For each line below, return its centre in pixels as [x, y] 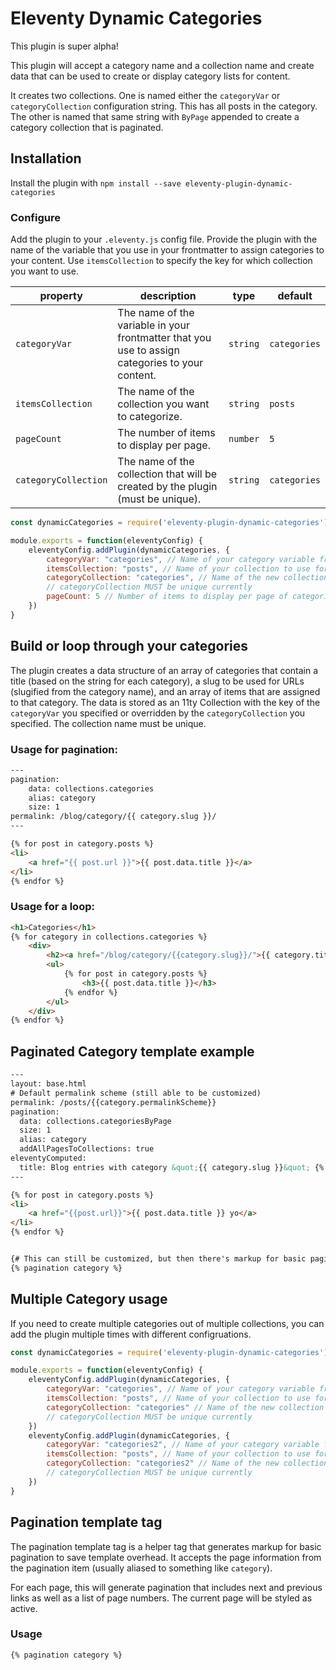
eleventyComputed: [48, 1158]
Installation [46, 158]
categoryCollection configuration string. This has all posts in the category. [164, 106]
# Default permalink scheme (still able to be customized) [136, 1093]
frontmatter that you [164, 338]
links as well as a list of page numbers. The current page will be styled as [161, 1598]
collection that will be [167, 474]
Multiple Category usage [89, 1299]
